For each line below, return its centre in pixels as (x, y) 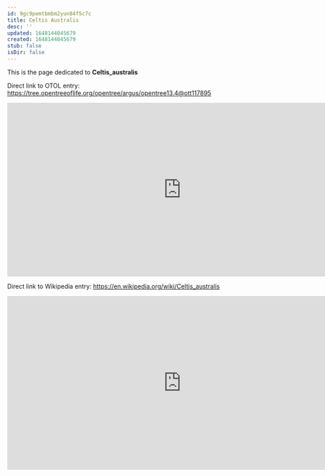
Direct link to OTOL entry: (43, 85)
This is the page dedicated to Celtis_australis (73, 72)
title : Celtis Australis (43, 20)
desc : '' (20, 26)
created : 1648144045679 (42, 40)
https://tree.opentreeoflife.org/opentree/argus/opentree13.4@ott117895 (109, 93)
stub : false (24, 46)
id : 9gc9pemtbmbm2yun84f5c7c (49, 14)
